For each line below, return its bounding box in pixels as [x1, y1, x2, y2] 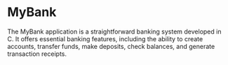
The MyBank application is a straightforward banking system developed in [7, 27, 222, 36]
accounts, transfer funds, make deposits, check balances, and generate [7, 42, 215, 50]
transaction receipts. [7, 50, 67, 58]
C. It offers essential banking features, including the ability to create [7, 34, 203, 43]
